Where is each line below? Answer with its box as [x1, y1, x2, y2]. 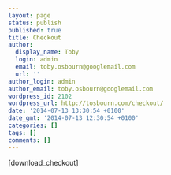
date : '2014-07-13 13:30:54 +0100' [8, 107, 125, 115]
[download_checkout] [8, 158, 79, 167]
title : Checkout [8, 33, 61, 42]
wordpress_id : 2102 [8, 92, 72, 100]
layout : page [8, 11, 51, 20]
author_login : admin [8, 77, 76, 85]
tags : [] [8, 128, 37, 136]
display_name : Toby [15, 48, 80, 56]
